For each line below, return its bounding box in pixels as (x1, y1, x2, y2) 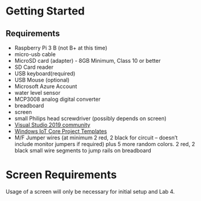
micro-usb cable (14, 51, 56, 58)
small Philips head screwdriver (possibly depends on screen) (14, 115, 167, 122)
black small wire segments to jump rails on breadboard (14, 147, 152, 154)
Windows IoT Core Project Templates (14, 128, 107, 135)
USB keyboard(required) (14, 70, 76, 77)
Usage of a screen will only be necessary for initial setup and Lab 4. (5, 188, 175, 195)
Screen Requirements (5, 168, 117, 182)
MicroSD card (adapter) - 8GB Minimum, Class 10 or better (14, 57, 161, 64)
